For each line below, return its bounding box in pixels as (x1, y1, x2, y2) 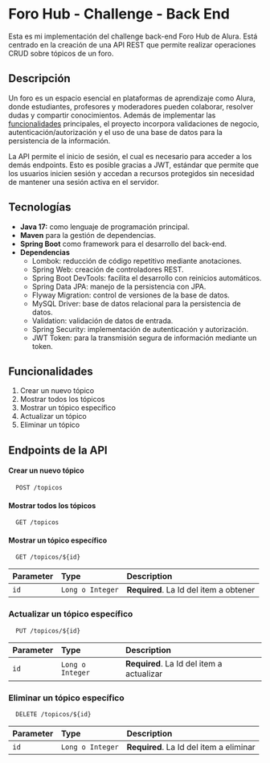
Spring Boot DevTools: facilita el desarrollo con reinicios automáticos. (31, 273, 262, 282)
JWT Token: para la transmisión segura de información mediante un (31, 333, 257, 343)
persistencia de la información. (8, 136, 111, 146)
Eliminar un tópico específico (8, 692, 125, 704)
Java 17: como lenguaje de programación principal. (19, 222, 190, 232)
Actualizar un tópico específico (8, 609, 133, 620)
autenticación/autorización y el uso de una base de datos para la (8, 127, 223, 137)
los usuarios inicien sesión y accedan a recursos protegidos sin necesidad (8, 168, 255, 178)
